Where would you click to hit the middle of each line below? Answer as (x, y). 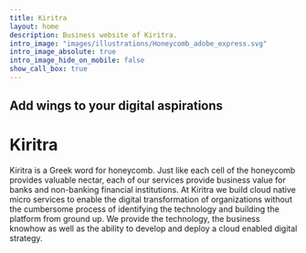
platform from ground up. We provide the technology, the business (135, 219)
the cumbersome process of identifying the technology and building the (145, 209)
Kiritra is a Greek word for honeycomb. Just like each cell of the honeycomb (153, 171)
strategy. (26, 238)
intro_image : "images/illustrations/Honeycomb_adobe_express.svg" (138, 43)
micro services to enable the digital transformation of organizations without (151, 200)
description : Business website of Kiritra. (94, 35)
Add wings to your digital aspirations (116, 106)
